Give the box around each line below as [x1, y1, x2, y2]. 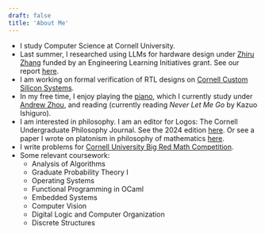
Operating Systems [31, 175, 95, 185]
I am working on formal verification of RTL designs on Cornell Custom [19, 75, 248, 84]
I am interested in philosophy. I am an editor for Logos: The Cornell [19, 117, 238, 126]
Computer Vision [31, 201, 87, 210]
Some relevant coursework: [19, 150, 110, 159]
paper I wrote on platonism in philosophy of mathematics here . [19, 133, 225, 143]
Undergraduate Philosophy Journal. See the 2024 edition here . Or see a [19, 125, 255, 135]
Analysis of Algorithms [31, 159, 106, 168]
